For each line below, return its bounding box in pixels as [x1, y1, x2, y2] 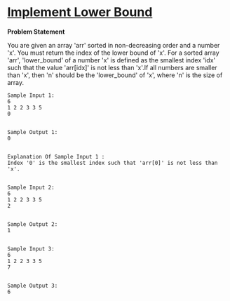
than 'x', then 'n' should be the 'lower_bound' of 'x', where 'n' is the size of [7, 71, 223, 79]
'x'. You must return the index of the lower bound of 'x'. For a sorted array [7, 48, 219, 57]
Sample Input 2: [7, 184, 55, 191]
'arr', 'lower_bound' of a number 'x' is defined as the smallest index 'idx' [7, 55, 216, 64]
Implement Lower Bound [7, 4, 153, 20]
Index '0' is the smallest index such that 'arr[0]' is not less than [7, 159, 218, 166]
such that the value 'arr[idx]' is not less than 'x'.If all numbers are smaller [7, 63, 217, 72]
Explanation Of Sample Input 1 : [7, 153, 105, 160]
